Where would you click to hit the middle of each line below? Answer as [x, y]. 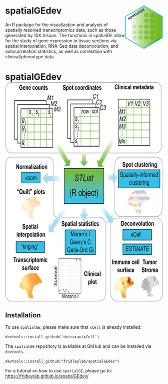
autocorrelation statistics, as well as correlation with [59, 51]
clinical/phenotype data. [30, 56]
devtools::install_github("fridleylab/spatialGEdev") [62, 361]
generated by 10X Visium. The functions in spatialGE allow [65, 35]
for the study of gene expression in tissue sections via [61, 41]
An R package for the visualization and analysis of [57, 25]
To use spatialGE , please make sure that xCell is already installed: [73, 327]
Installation [23, 315]
